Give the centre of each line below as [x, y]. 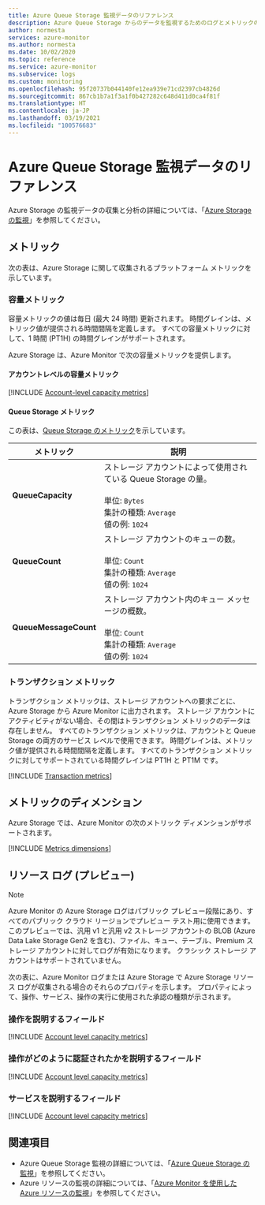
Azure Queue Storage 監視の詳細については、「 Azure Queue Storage [131, 1163]
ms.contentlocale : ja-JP [49, 111]
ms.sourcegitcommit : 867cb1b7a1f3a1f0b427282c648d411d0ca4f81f [114, 96]
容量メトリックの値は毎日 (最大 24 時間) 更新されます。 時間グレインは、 [127, 318]
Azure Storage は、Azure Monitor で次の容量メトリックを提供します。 [122, 355]
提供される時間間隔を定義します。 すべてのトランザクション [126, 750]
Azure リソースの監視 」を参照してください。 [92, 1192]
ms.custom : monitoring [45, 81]
